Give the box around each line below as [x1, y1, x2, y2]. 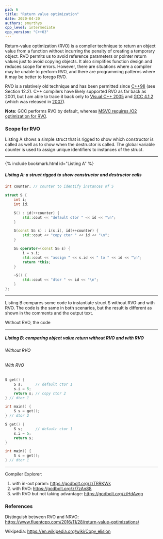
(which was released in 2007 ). [5, 99, 65, 104]
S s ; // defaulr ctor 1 [14, 426, 73, 431]
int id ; [14, 202, 29, 207]
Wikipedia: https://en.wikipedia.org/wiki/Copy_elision [5, 528, 111, 534]
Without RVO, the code [5, 319, 51, 325]
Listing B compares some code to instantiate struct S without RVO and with [5, 299, 155, 306]
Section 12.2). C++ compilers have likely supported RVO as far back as [5, 88, 147, 94]
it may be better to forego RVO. [5, 74, 67, 80]
